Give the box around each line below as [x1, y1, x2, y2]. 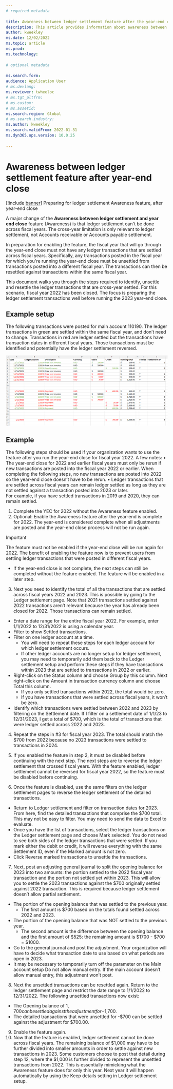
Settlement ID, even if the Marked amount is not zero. [13, 848, 126, 854]
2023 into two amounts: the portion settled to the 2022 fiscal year [13, 869, 153, 876]
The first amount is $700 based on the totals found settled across [21, 906, 160, 913]
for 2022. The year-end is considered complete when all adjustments [13, 519, 160, 526]
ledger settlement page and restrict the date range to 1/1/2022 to [13, 987, 150, 994]
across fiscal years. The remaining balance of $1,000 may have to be [13, 1040, 160, 1046]
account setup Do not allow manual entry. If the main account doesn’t [13, 966, 161, 973]
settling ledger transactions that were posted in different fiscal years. [6, 555, 152, 561]
